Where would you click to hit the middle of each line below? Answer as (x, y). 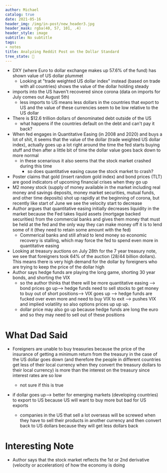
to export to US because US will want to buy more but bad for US (79, 400)
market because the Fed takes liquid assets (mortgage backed (77, 214)
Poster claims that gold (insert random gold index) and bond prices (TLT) (87, 177)
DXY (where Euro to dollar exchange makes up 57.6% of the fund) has (84, 70)
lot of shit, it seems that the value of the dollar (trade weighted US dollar (86, 139)
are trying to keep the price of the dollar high (58, 267)
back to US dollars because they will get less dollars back (79, 426)
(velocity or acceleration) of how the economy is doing (69, 465)
